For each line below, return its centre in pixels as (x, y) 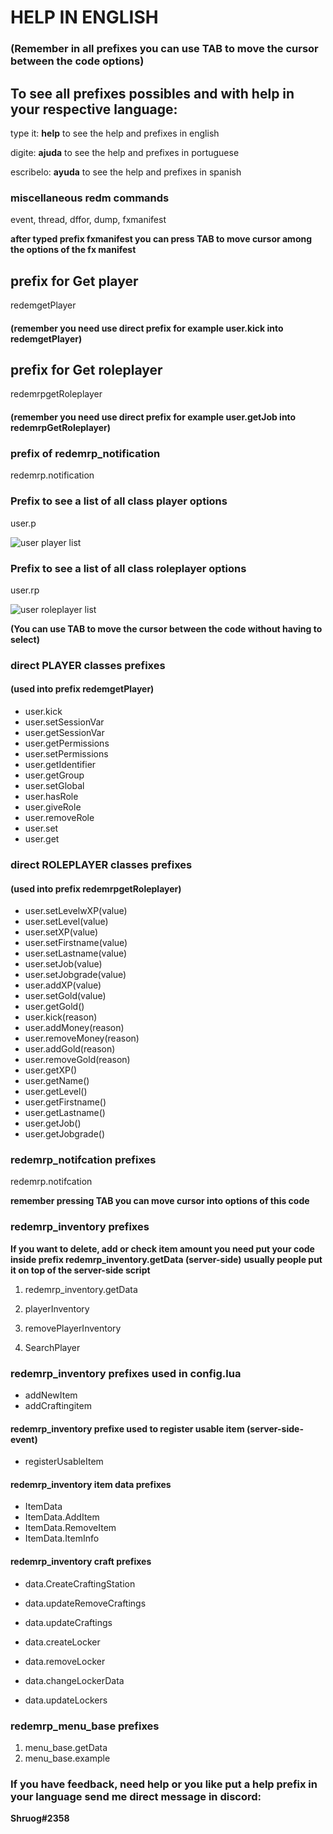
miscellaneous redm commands (90, 198)
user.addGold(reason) (70, 1049)
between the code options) (77, 61)
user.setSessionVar (64, 722)
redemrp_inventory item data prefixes (91, 1484)
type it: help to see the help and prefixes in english (115, 133)
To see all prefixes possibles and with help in (152, 93)
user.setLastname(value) (76, 953)
